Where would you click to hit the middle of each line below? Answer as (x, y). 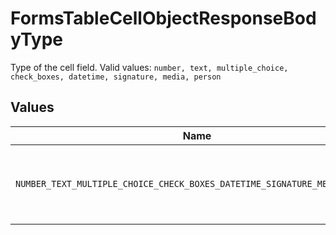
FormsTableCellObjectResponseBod (163, 18)
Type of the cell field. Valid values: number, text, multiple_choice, (149, 67)
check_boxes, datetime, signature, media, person (116, 77)
